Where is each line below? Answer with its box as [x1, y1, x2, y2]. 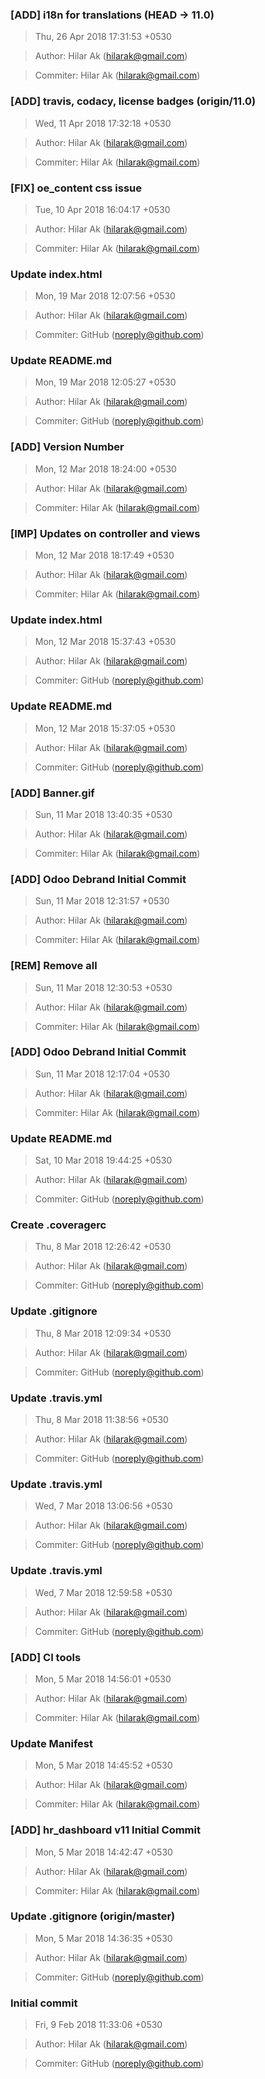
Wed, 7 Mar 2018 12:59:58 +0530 [34, 1586, 173, 1598]
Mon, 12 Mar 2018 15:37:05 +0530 [34, 722, 176, 734]
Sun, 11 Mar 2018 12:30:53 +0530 [34, 981, 173, 993]
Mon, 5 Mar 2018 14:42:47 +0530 [34, 1846, 173, 1858]
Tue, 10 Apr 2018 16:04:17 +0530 [34, 203, 171, 215]
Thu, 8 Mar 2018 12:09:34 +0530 [34, 1327, 172, 1339]
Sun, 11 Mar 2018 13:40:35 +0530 [34, 808, 173, 820]
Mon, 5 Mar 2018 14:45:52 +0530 [34, 1759, 173, 1772]
